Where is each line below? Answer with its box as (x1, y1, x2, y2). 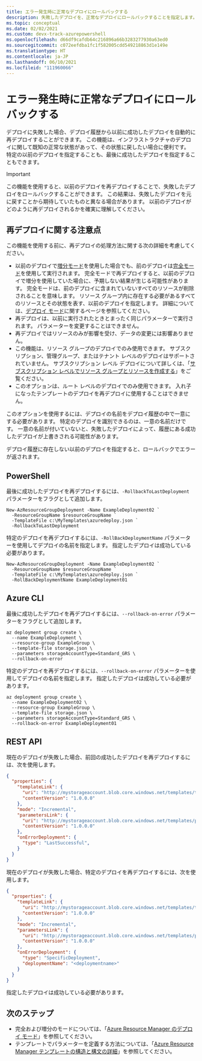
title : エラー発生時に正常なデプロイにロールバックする (6, 8, 128, 15)
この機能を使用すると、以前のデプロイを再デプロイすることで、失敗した (6, 183, 185, 190)
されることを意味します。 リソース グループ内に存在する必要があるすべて (14, 292, 196, 299)
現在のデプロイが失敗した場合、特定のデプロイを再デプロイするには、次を (6, 868, 191, 875)
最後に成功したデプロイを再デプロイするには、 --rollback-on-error (6, 610, 174, 617)
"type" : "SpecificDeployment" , (22, 955, 101, 961)
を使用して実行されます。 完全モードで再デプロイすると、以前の (20, 270, 179, 277)
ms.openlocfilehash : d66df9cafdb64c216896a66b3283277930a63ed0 (6, 37, 168, 43)
